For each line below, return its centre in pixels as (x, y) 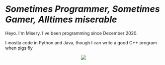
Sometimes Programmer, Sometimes (82, 9)
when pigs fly (19, 48)
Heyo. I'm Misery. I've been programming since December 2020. (72, 33)
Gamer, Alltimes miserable (61, 19)
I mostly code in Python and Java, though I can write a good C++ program (81, 42)
